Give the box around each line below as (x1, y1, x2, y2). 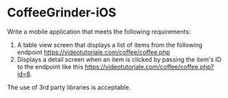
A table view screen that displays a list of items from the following (16, 40, 203, 49)
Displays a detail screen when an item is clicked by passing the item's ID (16, 55, 222, 63)
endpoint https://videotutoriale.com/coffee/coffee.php (16, 48, 170, 56)
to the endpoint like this (16, 62, 84, 71)
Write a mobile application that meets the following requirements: (7, 27, 191, 36)
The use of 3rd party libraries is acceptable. (7, 83, 131, 91)
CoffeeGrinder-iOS (7, 5, 116, 21)
